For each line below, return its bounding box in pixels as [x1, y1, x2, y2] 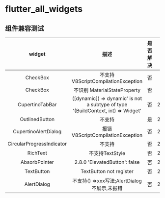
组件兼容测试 [5, 24, 44, 32]
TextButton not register [80, 168, 134, 174]
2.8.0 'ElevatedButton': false [74, 159, 140, 165]
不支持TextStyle [88, 150, 126, 156]
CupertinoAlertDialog [13, 128, 62, 135]
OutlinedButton [20, 116, 55, 123]
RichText [27, 149, 48, 156]
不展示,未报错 [91, 185, 123, 192]
